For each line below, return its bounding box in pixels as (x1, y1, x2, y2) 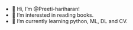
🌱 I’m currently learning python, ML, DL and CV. (11, 18, 128, 24)
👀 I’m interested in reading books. (11, 12, 94, 18)
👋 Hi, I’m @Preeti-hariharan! (11, 6, 80, 12)
